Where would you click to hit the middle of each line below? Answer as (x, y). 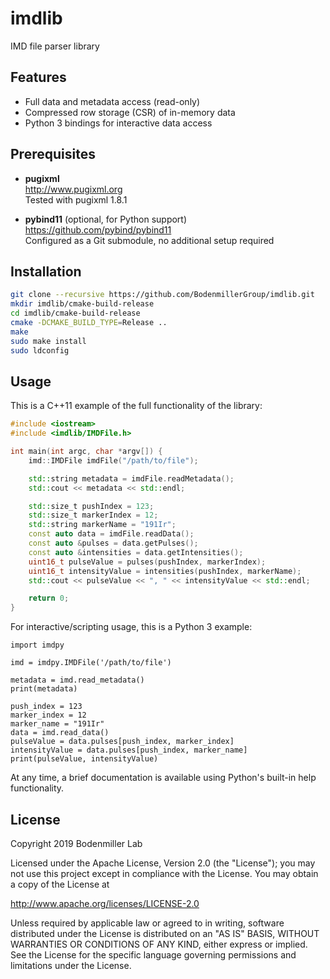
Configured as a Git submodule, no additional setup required (149, 240)
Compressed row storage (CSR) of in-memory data (130, 112)
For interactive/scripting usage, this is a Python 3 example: (131, 627)
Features (38, 77)
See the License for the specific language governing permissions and (153, 955)
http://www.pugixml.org (73, 189)
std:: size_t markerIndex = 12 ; (93, 515)
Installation (46, 271)
